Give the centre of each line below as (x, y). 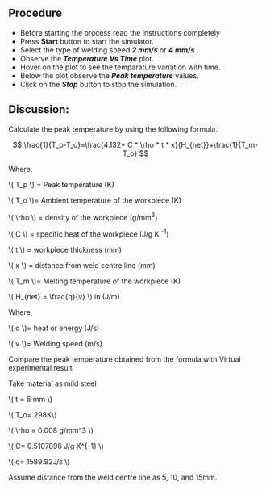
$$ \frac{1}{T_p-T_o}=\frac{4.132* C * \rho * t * (91, 144)
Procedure (35, 13)
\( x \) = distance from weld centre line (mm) (82, 265)
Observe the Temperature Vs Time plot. (87, 58)
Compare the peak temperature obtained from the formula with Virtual (125, 359)
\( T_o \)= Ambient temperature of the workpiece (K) (95, 200)
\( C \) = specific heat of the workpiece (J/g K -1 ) (89, 233)
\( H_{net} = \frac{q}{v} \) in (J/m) (64, 296)
